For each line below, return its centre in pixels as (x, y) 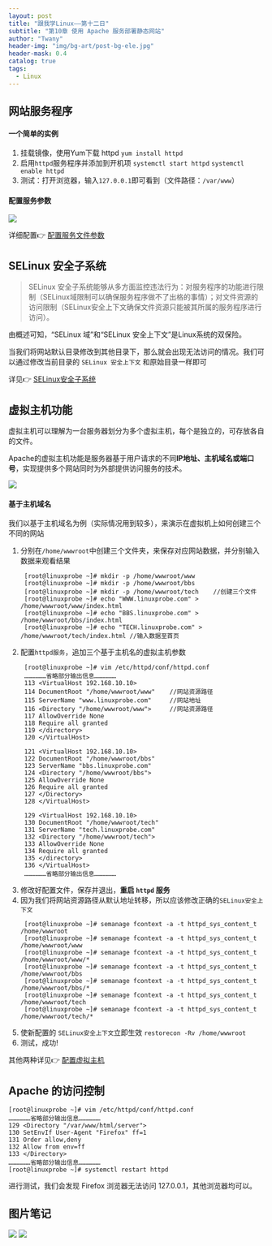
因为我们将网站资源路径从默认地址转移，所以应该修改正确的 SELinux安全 (138, 900)
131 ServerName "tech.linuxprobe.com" (90, 830)
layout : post (30, 16)
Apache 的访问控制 (57, 1091)
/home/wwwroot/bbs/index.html (71, 621)
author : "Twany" (36, 39)
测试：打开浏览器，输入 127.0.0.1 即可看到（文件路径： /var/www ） (130, 180)
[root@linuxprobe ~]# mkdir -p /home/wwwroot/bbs (110, 584)
